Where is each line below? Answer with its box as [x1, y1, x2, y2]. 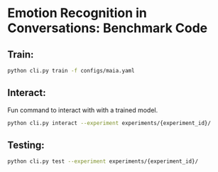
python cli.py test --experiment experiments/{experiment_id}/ [7, 158, 199, 165]
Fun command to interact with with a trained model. [7, 105, 158, 114]
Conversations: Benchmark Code [7, 20, 208, 36]
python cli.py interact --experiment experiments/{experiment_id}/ [7, 119, 212, 127]
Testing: [7, 139, 45, 151]
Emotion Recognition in [7, 5, 147, 21]
